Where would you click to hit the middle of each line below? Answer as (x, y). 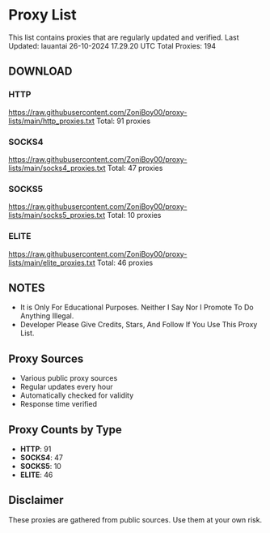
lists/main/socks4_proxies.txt (57, 168)
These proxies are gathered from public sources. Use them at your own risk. (135, 519)
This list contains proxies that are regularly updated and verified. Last (124, 37)
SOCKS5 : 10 (41, 466)
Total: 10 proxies (134, 215)
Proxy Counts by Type (65, 430)
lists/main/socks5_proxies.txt (57, 215)
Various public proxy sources (69, 378)
